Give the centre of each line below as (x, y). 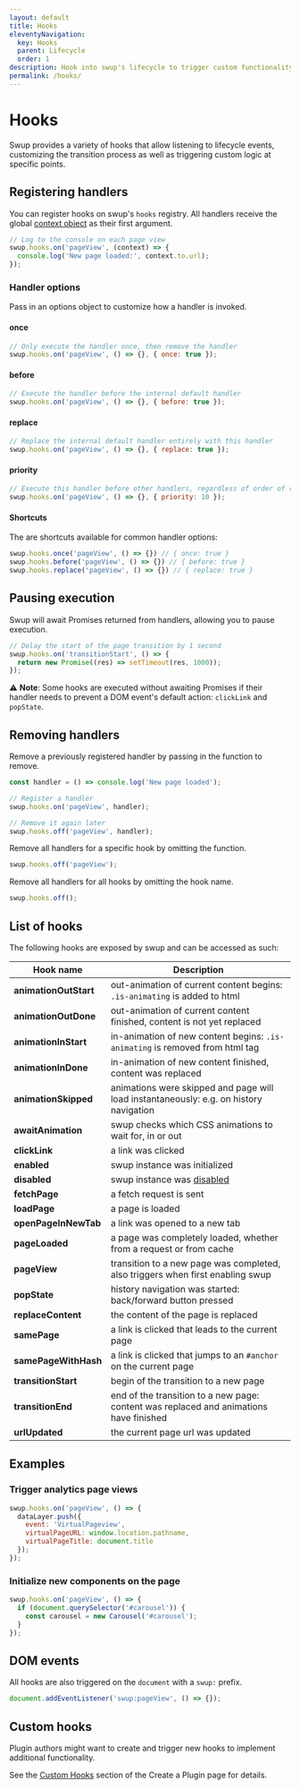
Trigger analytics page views (74, 1489)
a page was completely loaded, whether (194, 1238)
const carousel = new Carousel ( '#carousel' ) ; (112, 1616)
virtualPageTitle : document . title (89, 1542)
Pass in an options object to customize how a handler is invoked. (128, 307)
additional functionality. (52, 1757)
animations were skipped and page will (192, 1088)
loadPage (34, 1209)
